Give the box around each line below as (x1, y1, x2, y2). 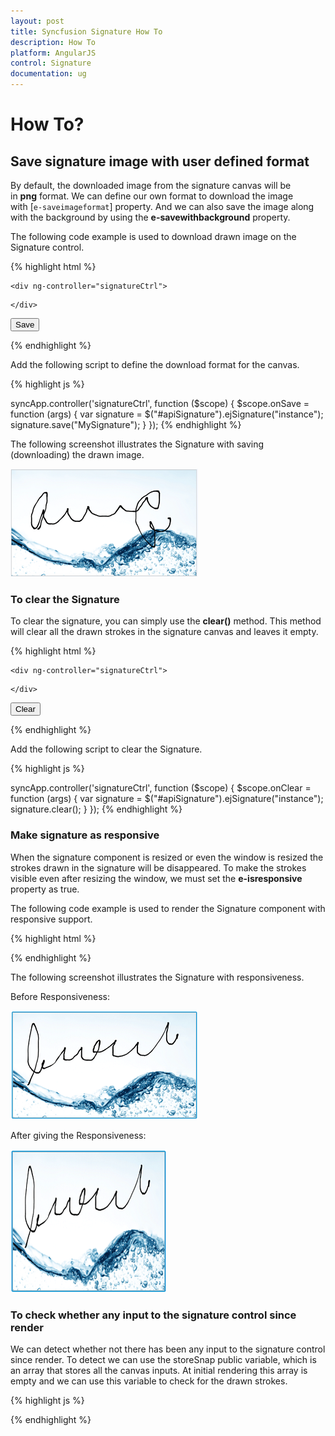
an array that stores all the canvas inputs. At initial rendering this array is (10, 1364, 308, 1376)
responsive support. (10, 913, 93, 925)
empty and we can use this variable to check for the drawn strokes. (10, 1375, 288, 1387)
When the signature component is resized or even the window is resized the (10, 851, 324, 863)
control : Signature (10, 58, 92, 69)
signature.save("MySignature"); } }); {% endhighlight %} (10, 419, 242, 430)
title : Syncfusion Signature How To (10, 26, 163, 37)
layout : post (10, 16, 65, 26)
